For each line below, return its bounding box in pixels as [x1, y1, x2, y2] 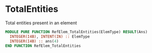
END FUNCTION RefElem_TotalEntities [5, 43, 81, 48]
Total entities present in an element [5, 20, 77, 26]
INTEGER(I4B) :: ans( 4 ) [9, 39, 59, 44]
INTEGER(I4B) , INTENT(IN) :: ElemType [9, 34, 90, 39]
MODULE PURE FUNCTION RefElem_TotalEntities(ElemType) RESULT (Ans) [5, 29, 148, 34]
